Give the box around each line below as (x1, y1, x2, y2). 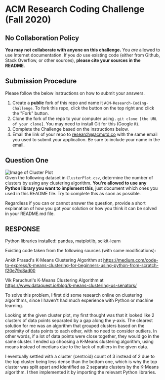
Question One (5, 156, 48, 164)
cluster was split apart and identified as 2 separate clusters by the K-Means (5, 364, 159, 370)
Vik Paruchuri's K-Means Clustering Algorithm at (5, 277, 104, 283)
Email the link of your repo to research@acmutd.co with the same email (12, 131, 158, 137)
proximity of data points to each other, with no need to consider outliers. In (5, 328, 157, 334)
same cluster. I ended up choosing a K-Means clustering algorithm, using (5, 338, 154, 345)
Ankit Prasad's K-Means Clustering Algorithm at (5, 257, 102, 263)
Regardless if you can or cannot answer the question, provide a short (5, 200, 146, 206)
